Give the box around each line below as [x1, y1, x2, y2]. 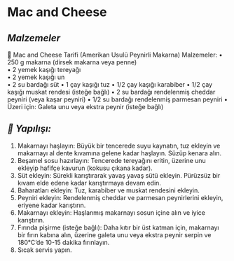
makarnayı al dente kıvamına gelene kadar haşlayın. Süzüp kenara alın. [17, 148, 222, 157]
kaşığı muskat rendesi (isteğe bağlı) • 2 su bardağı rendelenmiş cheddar [7, 88, 216, 96]
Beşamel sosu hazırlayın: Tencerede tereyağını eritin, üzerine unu [17, 156, 207, 164]
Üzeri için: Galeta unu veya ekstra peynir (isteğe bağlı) [7, 103, 164, 111]
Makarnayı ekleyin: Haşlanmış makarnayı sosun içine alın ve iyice [17, 208, 205, 217]
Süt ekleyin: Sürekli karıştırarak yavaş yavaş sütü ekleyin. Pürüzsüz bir [17, 171, 221, 179]
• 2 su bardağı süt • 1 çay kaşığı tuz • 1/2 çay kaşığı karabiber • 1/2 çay [7, 80, 212, 88]
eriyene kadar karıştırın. [17, 201, 86, 209]
